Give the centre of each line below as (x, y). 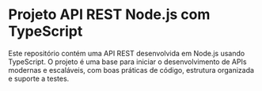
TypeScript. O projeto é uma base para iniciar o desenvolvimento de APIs (127, 62)
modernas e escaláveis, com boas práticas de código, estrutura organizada (131, 70)
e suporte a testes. (39, 78)
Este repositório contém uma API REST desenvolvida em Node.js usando (127, 53)
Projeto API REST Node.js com (109, 15)
